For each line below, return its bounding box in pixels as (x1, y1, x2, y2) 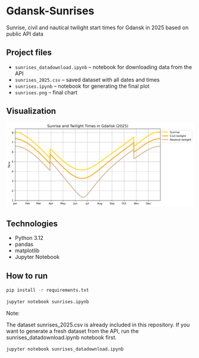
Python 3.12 (14, 234, 43, 242)
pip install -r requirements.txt (6, 288, 89, 294)
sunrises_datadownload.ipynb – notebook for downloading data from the (14, 63, 192, 70)
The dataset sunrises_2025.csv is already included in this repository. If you (6, 321, 190, 328)
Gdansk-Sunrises (6, 4, 95, 18)
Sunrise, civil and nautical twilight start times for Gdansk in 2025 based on (6, 24, 189, 31)
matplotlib (14, 247, 40, 254)
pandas (14, 240, 34, 248)
